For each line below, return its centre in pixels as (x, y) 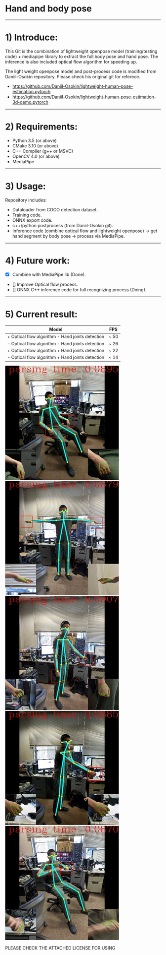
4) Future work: (38, 260)
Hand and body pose (49, 9)
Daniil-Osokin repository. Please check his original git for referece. (73, 76)
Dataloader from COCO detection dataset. (55, 209)
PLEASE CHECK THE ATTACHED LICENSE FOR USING (60, 948)
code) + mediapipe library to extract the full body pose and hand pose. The (82, 56)
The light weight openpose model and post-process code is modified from (81, 71)
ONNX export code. (32, 220)
